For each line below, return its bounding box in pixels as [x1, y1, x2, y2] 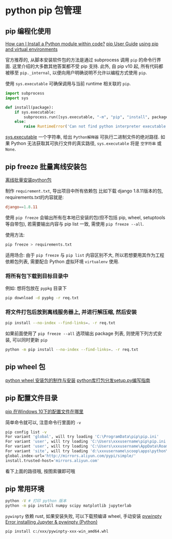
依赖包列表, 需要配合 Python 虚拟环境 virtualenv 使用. [5, 258, 119, 265]
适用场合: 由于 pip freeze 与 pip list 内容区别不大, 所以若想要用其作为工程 [5, 252, 165, 258]
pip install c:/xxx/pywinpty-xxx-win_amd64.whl [5, 529, 109, 534]
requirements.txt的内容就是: [5, 194, 64, 200]
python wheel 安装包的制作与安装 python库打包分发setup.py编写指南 [5, 377, 150, 383]
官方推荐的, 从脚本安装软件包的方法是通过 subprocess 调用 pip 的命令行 [5, 57, 157, 63]
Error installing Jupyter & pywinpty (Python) [5, 519, 98, 525]
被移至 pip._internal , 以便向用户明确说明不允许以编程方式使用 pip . [5, 70, 147, 76]
